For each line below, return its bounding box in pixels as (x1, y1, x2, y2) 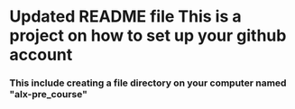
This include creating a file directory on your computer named (9, 77, 287, 89)
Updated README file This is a (9, 6, 242, 27)
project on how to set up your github (9, 25, 287, 46)
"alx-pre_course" (9, 88, 88, 101)
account (9, 45, 73, 65)
